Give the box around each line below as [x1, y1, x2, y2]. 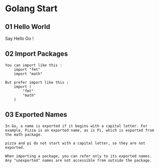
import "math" [14, 71, 43, 76]
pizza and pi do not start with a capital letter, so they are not [5, 140, 146, 145]
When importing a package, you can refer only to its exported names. [5, 153, 152, 159]
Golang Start [5, 3, 58, 14]
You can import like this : [5, 62, 63, 68]
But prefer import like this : [5, 80, 69, 85]
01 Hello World [5, 23, 50, 31]
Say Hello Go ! [5, 35, 34, 41]
